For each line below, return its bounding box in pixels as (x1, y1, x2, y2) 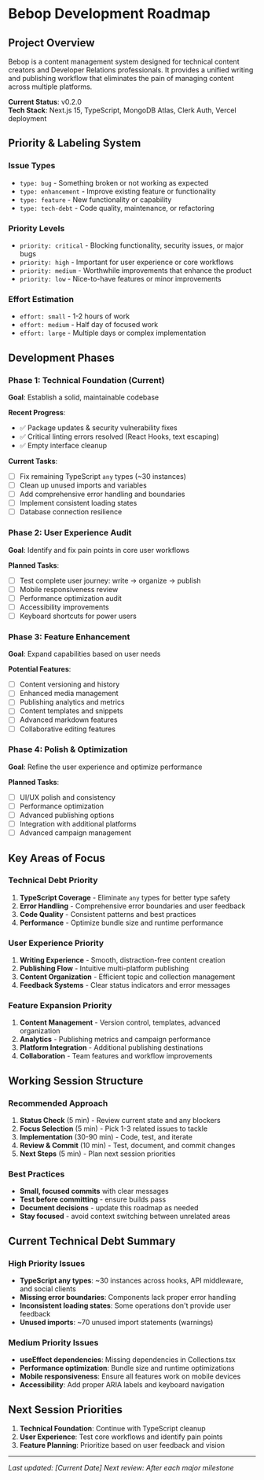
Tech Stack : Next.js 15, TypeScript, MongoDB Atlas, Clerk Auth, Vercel (8, 105, 237, 115)
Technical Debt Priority (8, 874, 98, 885)
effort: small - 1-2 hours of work (19, 311, 130, 321)
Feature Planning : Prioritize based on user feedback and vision (19, 1441, 225, 1450)
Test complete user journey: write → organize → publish (19, 576, 202, 585)
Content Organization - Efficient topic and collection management (19, 972, 236, 981)
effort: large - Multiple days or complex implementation (19, 328, 207, 338)
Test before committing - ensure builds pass (19, 1195, 167, 1204)
